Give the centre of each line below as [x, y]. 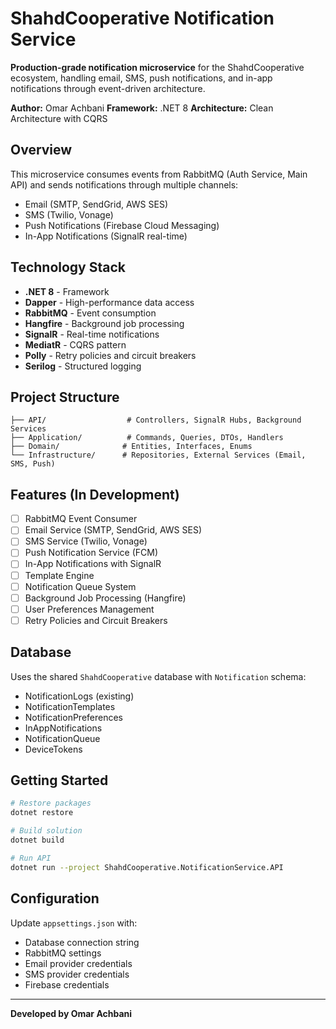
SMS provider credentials [77, 974]
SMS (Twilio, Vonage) [69, 214]
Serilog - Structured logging [83, 366]
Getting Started [59, 780]
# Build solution [46, 831]
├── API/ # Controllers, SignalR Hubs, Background [156, 420]
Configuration [55, 898]
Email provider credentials [78, 963]
